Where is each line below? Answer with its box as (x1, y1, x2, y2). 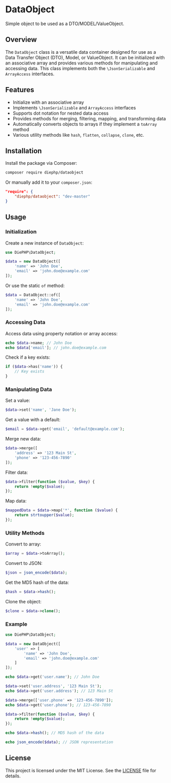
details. (5, 773, 21, 779)
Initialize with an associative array (12, 99, 84, 105)
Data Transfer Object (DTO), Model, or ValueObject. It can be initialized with (5, 54, 165, 60)
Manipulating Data (5, 386, 52, 393)
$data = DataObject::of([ (5, 292, 60, 297)
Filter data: (5, 469, 28, 475)
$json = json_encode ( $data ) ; (5, 570, 68, 575)
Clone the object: (5, 598, 42, 604)
